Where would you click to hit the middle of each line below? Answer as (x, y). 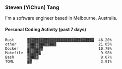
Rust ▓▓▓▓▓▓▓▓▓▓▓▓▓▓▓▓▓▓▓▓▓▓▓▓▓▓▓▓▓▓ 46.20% (59, 40)
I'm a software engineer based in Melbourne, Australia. (61, 18)
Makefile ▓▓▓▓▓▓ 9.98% (59, 53)
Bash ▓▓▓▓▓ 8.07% (59, 57)
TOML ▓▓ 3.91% (59, 61)
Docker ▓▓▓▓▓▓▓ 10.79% (59, 48)
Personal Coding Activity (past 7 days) (46, 29)
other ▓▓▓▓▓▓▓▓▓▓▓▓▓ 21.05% (59, 44)
